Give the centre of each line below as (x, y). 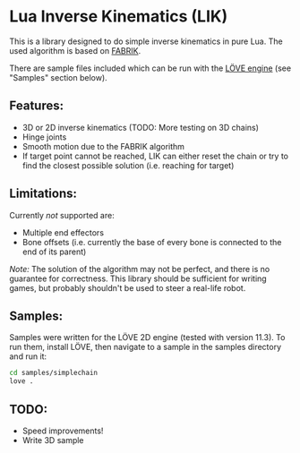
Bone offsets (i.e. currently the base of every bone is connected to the (152, 242)
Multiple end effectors (63, 232)
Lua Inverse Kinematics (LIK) (119, 17)
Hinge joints (44, 137)
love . (21, 381)
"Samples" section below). (58, 77)
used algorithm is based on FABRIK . (75, 50)
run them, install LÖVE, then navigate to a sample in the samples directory (146, 347)
